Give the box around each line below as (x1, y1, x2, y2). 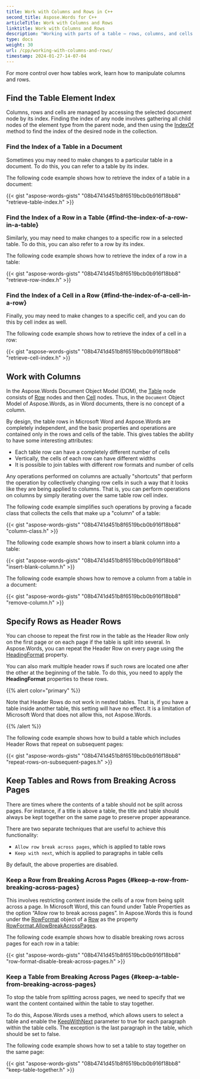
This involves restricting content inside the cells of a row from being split (6, 897, 185, 904)
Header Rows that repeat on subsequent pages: (6, 740, 124, 748)
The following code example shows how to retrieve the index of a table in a (6, 174, 190, 181)
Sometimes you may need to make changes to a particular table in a (6, 156, 173, 163)
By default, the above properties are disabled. (6, 861, 118, 868)
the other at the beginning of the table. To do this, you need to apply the (6, 669, 183, 676)
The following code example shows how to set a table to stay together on (6, 1042, 186, 1049)
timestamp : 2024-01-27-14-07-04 (6, 53, 86, 59)
